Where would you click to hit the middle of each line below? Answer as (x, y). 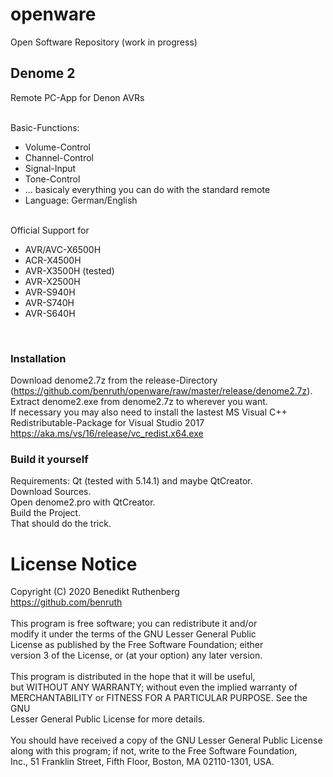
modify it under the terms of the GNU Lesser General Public (133, 634)
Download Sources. (51, 492)
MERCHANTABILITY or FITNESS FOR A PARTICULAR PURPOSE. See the (159, 698)
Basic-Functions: (45, 127)
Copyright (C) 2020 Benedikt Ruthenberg (95, 592)
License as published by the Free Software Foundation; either (137, 645)
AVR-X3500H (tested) (69, 270)
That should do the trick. (61, 524)
